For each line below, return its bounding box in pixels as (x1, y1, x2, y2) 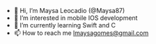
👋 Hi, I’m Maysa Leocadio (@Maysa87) (13, 7, 125, 14)
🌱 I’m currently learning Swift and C (13, 21, 116, 29)
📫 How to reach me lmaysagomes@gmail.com (13, 29, 149, 37)
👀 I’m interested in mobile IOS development (13, 14, 138, 22)
